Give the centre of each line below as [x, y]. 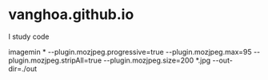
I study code [29, 36]
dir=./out [23, 68]
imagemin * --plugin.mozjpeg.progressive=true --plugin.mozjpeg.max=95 [130, 51]
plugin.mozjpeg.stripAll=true [55, 60]
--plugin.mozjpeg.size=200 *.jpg [157, 60]
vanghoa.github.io [71, 15]
